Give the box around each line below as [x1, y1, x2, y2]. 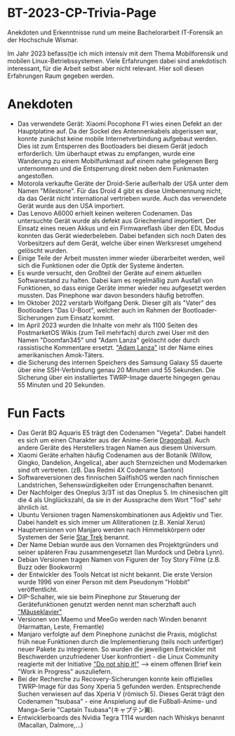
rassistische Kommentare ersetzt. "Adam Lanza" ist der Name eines [17, 343, 214, 352]
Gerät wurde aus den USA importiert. [17, 202, 125, 210]
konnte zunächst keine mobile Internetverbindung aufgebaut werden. [17, 134, 218, 143]
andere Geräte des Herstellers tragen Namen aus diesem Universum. [17, 443, 217, 452]
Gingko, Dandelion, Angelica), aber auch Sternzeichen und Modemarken [17, 458, 227, 466]
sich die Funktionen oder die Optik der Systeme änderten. [17, 261, 184, 270]
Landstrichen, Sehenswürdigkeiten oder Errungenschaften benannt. [17, 480, 214, 489]
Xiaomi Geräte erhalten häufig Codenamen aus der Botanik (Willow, [17, 451, 213, 459]
